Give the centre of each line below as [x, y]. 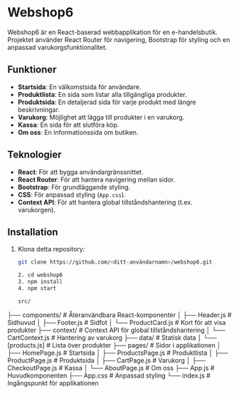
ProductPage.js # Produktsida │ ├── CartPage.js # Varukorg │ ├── [107, 360]
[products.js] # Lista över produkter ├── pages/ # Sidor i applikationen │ [115, 345]
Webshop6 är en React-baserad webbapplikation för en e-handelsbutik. [113, 32]
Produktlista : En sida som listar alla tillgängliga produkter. [102, 94]
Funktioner [32, 69]
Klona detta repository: [51, 249]
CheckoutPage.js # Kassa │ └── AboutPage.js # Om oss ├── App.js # [111, 368]
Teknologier [34, 155]
